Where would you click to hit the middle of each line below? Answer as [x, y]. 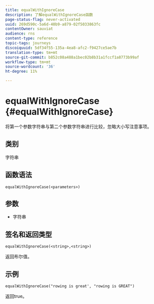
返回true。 [16, 296]
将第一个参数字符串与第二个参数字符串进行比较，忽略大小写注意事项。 [79, 126]
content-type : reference [31, 39]
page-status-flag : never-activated [43, 19]
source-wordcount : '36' [30, 67]
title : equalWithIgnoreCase [35, 10]
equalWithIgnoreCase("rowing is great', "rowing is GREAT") [70, 286]
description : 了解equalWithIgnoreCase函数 [49, 15]
